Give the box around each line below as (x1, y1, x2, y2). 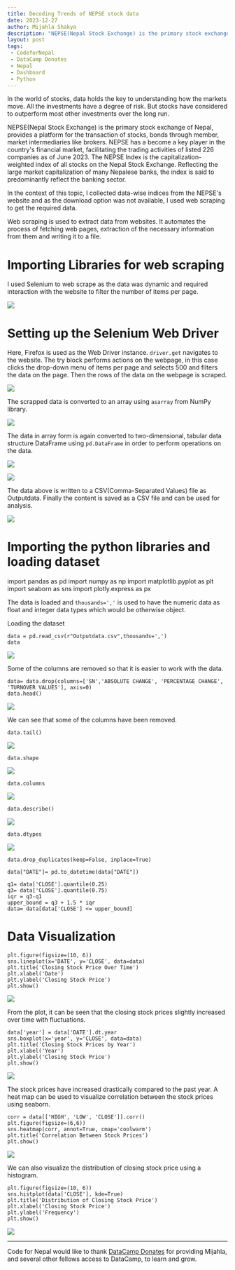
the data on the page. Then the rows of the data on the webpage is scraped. (7, 371, 227, 379)
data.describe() (7, 806, 55, 813)
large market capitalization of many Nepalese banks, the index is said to (7, 168, 215, 176)
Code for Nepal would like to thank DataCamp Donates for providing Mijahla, (7, 1248, 227, 1256)
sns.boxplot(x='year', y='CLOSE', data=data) (7, 1035, 142, 1042)
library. (7, 405, 28, 414)
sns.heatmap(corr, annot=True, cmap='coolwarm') (7, 1126, 152, 1133)
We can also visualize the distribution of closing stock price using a (7, 1163, 201, 1172)
